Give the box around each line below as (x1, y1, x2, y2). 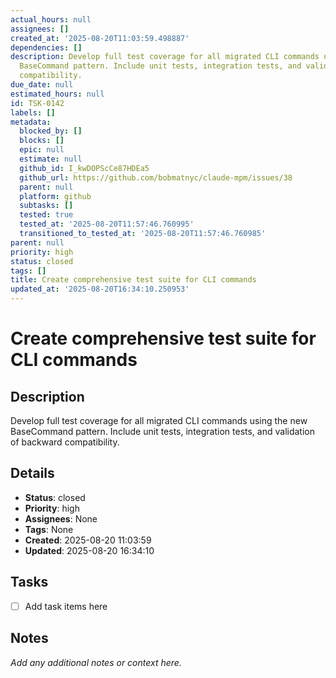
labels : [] (10, 107, 56, 118)
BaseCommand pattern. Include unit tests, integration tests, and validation (10, 426, 315, 437)
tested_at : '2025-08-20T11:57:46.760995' (19, 219, 195, 230)
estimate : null (19, 154, 83, 164)
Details (10, 465, 55, 482)
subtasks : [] (19, 201, 74, 211)
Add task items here (24, 600, 108, 612)
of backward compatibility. (10, 436, 120, 448)
